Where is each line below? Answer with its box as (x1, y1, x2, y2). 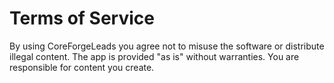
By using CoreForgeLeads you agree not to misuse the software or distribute (9, 40, 325, 52)
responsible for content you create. (9, 61, 155, 73)
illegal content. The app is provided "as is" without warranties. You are (9, 50, 300, 62)
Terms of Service (9, 7, 155, 30)
